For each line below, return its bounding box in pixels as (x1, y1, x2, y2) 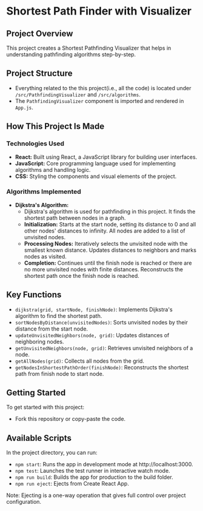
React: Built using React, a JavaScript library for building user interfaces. (15, 153, 198, 160)
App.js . (15, 104, 33, 111)
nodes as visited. (24, 252, 67, 260)
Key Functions (6, 289, 62, 300)
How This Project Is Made (6, 121, 105, 131)
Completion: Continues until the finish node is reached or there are (24, 259, 192, 266)
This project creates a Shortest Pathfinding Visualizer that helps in (6, 44, 171, 51)
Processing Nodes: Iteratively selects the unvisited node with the (24, 240, 188, 247)
